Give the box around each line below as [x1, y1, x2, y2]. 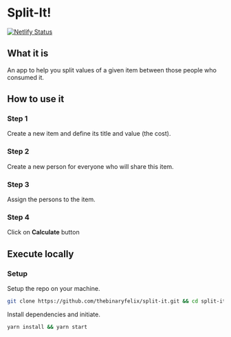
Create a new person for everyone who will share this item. [7, 162, 174, 170]
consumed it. [7, 73, 45, 81]
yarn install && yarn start [7, 323, 88, 330]
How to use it [7, 93, 65, 105]
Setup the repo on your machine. [7, 285, 100, 293]
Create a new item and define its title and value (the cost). [7, 130, 171, 138]
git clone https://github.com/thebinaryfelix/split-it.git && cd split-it [7, 298, 226, 305]
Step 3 [7, 179, 30, 189]
